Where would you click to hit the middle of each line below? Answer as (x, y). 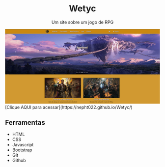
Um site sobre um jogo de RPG (82, 22)
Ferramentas (25, 123)
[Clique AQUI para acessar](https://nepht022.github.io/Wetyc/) (69, 107)
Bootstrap (22, 150)
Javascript (23, 145)
